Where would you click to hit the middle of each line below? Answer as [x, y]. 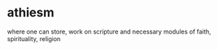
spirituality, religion [34, 38]
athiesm [31, 13]
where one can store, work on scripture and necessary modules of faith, [109, 32]
